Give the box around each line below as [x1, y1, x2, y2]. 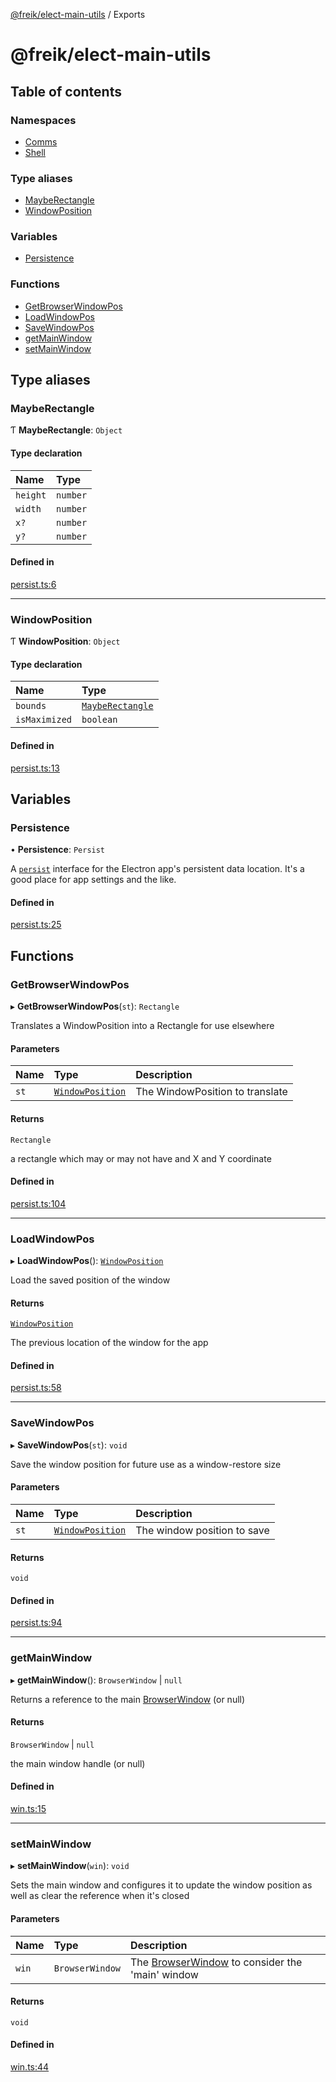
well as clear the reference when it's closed [10, 1890, 190, 1902]
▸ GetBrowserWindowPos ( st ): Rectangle [10, 1000, 180, 1013]
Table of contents [10, 83, 122, 100]
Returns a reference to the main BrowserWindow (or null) [10, 1693, 246, 1705]
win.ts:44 [10, 2060, 50, 2073]
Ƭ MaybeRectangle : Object [10, 424, 123, 436]
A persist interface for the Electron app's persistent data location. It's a [10, 863, 305, 875]
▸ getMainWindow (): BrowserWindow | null [10, 1674, 183, 1686]
